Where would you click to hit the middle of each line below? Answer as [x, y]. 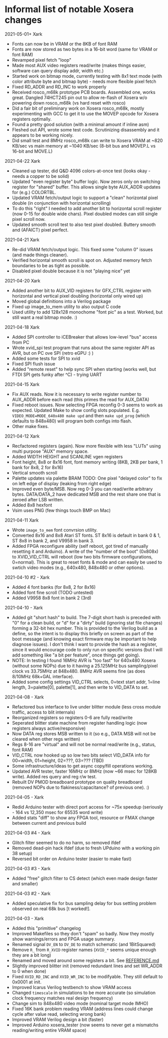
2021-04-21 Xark [22, 240]
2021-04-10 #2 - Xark [27, 577]
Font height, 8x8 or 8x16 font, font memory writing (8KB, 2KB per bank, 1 [87, 462]
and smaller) [25, 883]
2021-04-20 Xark [23, 280]
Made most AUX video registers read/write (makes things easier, [79, 65]
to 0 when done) [29, 971]
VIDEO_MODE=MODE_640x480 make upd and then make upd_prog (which [81, 415]
